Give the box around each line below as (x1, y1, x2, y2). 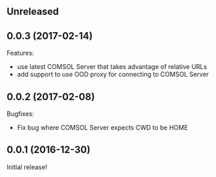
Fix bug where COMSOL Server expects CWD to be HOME (16, 124, 188, 132)
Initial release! (6, 163, 48, 171)
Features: (6, 49, 35, 58)
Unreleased (6, 6, 60, 18)
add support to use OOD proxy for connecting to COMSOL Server (16, 70, 209, 79)
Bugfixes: (6, 109, 35, 118)
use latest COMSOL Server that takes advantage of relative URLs (16, 63, 207, 71)
